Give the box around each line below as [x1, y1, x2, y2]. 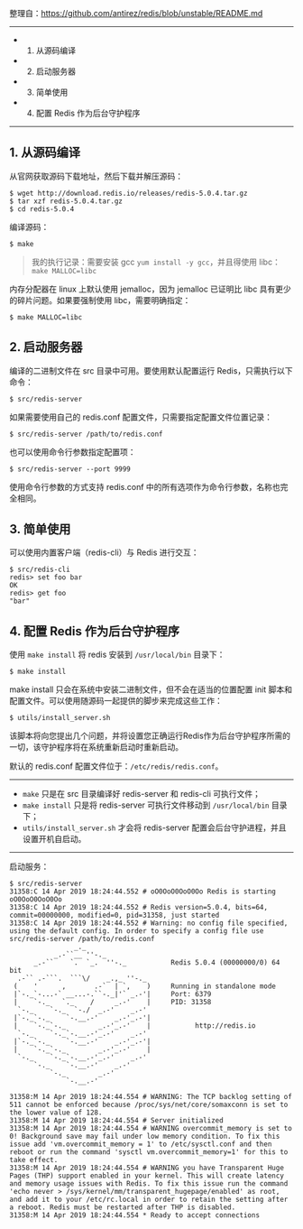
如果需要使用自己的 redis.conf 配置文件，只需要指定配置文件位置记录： [9, 411, 273, 422]
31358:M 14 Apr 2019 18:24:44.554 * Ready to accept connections [9, 1211, 260, 1220]
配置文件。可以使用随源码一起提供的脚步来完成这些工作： [9, 696, 223, 707]
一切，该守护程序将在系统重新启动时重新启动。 [9, 742, 183, 753]
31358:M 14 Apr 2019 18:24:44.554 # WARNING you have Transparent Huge [9, 1163, 284, 1173]
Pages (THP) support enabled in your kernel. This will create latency [9, 1171, 284, 1180]
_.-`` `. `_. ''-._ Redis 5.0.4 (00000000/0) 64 [32, 958, 280, 967]
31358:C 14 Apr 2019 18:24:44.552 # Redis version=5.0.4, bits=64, [9, 903, 269, 912]
